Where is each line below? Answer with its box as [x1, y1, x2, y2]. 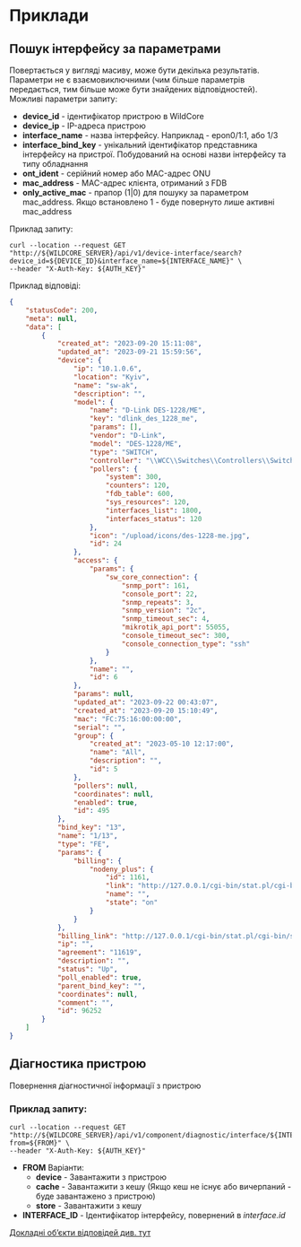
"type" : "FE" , [56, 840, 110, 849]
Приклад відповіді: [9, 280, 82, 291]
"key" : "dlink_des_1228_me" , [89, 414, 199, 423]
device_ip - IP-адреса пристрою [21, 120, 146, 131]
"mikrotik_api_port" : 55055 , [121, 623, 230, 632]
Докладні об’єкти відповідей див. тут [9, 1226, 151, 1238]
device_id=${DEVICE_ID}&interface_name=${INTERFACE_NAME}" [9, 257, 235, 266]
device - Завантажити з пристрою [35, 1172, 168, 1182]
